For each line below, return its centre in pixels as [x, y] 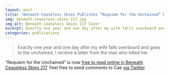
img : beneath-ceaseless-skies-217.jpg [46, 19]
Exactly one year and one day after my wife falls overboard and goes [89, 47]
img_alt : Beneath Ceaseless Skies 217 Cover [53, 24]
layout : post [19, 10]
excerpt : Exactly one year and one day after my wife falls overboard [81, 28]
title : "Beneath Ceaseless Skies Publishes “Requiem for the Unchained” [83, 14]
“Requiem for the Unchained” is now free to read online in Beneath [74, 62]
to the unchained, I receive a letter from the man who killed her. [83, 52]
